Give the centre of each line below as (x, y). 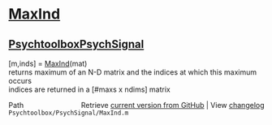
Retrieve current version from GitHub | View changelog (173, 105)
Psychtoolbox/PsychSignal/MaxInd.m (69, 113)
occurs (20, 81)
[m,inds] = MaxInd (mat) (48, 63)
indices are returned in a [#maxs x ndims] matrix (89, 89)
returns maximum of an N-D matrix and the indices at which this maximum (133, 72)
